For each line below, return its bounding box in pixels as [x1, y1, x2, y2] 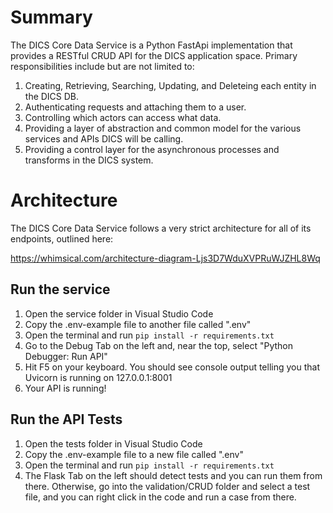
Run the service [10, 281, 111, 298]
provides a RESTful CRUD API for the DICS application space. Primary [10, 49, 298, 61]
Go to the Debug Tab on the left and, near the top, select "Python [24, 339, 293, 351]
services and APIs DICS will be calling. [24, 132, 184, 145]
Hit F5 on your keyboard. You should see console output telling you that [24, 361, 321, 373]
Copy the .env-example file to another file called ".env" [24, 318, 252, 330]
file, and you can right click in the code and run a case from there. [24, 491, 297, 503]
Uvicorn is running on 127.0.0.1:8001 [24, 371, 173, 383]
